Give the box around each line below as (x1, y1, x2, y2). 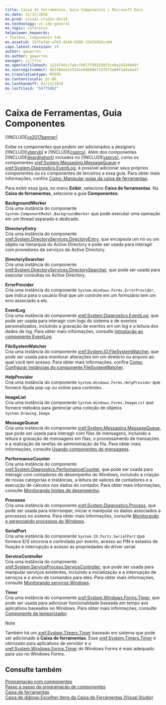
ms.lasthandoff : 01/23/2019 (5, 81, 64, 86)
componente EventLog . (5, 334, 53, 340)
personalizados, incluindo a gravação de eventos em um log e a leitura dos (5, 323, 159, 329)
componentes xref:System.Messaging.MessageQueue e (5, 160, 120, 166)
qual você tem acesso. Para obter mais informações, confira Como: (5, 359, 143, 365)
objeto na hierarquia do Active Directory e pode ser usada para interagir (5, 242, 153, 248)
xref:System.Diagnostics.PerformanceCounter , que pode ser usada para (5, 466, 153, 472)
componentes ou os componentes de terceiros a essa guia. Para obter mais (5, 170, 160, 176)
